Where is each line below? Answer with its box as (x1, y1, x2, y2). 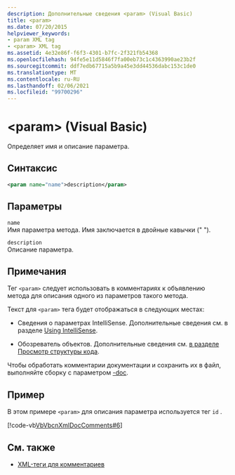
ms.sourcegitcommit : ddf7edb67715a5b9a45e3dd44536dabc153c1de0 (7, 63, 196, 70)
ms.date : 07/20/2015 (7, 23, 68, 30)
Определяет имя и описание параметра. (7, 142, 130, 151)
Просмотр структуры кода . (17, 347, 100, 356)
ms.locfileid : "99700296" (7, 89, 83, 96)
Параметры (7, 201, 62, 213)
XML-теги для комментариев (17, 460, 105, 468)
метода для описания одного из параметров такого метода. (7, 292, 188, 300)
